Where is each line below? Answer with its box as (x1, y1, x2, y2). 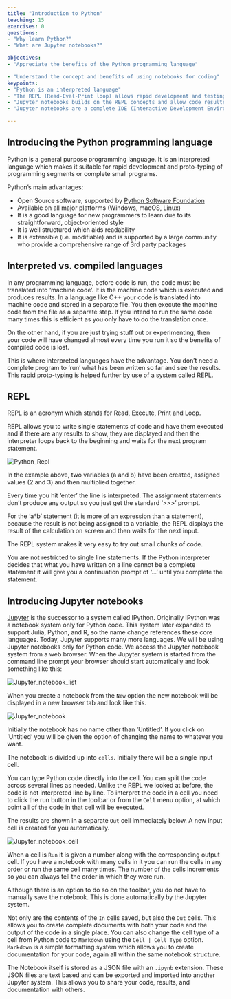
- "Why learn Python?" (7, 36, 72, 43)
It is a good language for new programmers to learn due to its (16, 211, 191, 219)
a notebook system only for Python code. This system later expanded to (7, 621, 212, 630)
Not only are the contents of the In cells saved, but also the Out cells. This (7, 914, 217, 922)
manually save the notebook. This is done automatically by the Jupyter (7, 893, 208, 901)
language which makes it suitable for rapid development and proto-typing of (7, 162, 223, 171)
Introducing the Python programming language (7, 137, 213, 149)
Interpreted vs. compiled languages (7, 260, 164, 272)
